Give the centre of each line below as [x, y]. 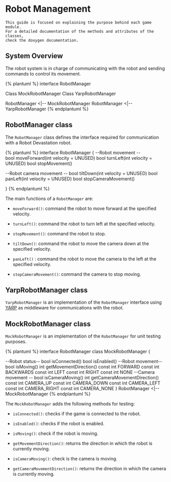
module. [14, 27]
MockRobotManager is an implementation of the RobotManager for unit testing [83, 336]
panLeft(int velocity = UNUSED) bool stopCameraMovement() [70, 179]
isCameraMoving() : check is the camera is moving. [65, 459]
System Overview [34, 56]
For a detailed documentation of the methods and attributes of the [80, 31]
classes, [15, 36]
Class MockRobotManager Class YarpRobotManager [61, 93]
